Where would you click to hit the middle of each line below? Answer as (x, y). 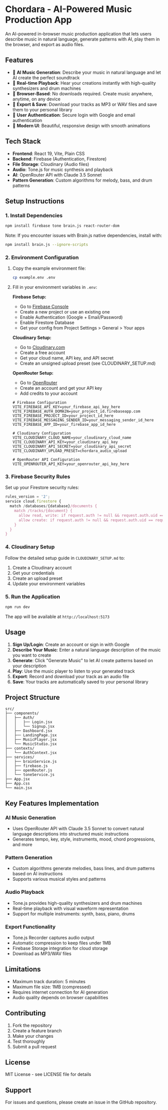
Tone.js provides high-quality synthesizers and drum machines (77, 903)
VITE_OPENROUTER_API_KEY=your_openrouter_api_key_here (71, 464)
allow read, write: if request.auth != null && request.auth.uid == (91, 515)
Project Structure (32, 697)
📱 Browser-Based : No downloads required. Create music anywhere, (83, 93)
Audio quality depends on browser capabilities (60, 997)
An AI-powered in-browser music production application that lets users (78, 34)
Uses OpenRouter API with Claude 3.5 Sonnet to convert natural (78, 829)
